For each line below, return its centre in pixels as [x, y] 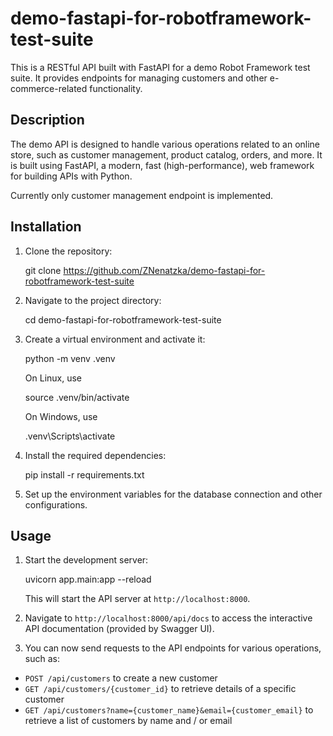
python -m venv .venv [70, 358]
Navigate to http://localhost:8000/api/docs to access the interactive [168, 618]
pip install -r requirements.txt [84, 474]
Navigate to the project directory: [93, 300]
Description [47, 120]
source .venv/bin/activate [77, 397]
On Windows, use [61, 416]
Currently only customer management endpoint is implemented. [142, 195]
